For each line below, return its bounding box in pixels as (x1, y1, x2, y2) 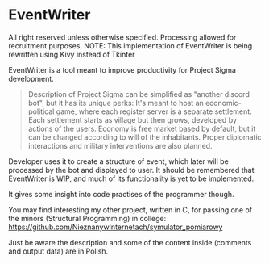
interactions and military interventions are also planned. (27, 140, 213, 150)
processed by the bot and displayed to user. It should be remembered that (8, 165, 255, 174)
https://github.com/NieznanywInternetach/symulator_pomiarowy (8, 222, 223, 232)
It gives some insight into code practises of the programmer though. (8, 189, 235, 199)
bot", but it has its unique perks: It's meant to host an (27, 98, 204, 107)
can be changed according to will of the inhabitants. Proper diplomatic (27, 132, 262, 142)
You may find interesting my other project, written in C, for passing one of (8, 204, 253, 215)
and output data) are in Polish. (8, 246, 109, 256)
